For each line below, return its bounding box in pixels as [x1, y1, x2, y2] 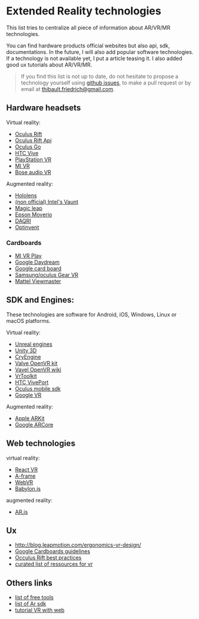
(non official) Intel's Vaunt [14, 198, 79, 205]
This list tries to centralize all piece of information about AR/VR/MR [6, 24, 170, 31]
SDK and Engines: [6, 295, 75, 305]
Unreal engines [14, 340, 53, 348]
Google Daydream [14, 259, 60, 266]
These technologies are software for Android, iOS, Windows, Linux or [6, 310, 177, 318]
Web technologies [6, 439, 76, 449]
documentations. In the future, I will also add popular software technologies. [6, 48, 194, 55]
